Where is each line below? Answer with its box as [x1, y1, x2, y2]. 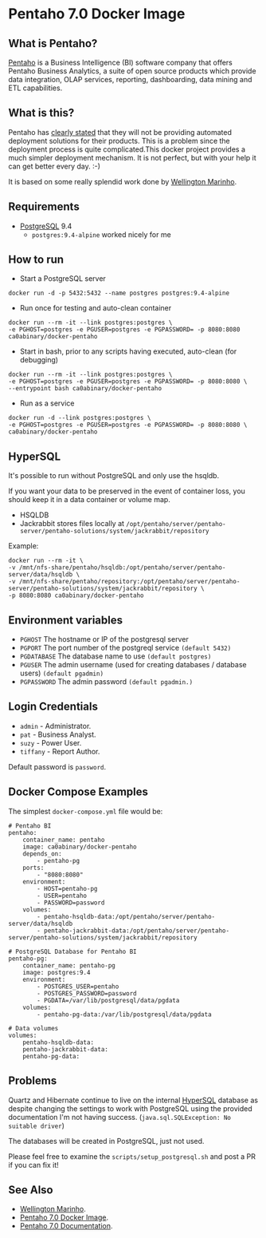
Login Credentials [8, 700, 98, 714]
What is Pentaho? [8, 37, 98, 50]
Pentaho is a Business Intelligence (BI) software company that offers [8, 57, 233, 67]
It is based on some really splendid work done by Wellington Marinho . [8, 176, 237, 186]
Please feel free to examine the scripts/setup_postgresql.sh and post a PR [8, 1151, 256, 1161]
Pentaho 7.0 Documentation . [19, 1221, 113, 1231]
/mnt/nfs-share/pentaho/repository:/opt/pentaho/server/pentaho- [18, 578, 241, 586]
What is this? [8, 106, 75, 120]
